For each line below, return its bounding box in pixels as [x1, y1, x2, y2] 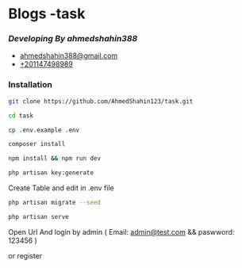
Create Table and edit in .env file [8, 183, 114, 193]
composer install [8, 140, 66, 148]
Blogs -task [8, 5, 86, 23]
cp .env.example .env [8, 126, 80, 134]
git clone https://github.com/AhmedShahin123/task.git [8, 97, 194, 105]
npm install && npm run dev [8, 155, 102, 163]
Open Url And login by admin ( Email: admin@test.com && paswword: [8, 227, 235, 236]
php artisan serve [8, 212, 69, 220]
